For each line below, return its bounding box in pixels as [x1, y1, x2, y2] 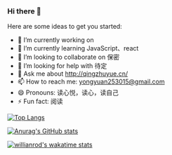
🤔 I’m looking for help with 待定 [17, 62, 107, 70]
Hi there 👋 [7, 6, 42, 16]
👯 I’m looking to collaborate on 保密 [17, 53, 120, 62]
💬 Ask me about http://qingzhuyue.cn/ [17, 69, 128, 78]
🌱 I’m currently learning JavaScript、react [17, 44, 139, 53]
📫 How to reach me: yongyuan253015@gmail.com [17, 77, 165, 86]
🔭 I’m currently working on [17, 36, 94, 44]
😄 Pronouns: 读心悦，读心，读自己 [17, 88, 119, 97]
